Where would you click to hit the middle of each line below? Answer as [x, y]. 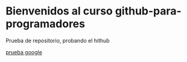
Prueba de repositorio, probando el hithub [58, 40]
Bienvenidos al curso [59, 11]
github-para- [148, 11]
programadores [46, 24]
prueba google [24, 52]
